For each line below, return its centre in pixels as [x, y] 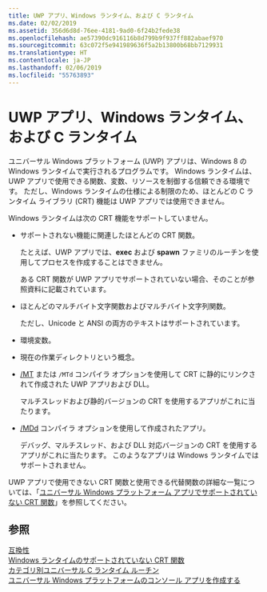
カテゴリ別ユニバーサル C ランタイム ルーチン [84, 570]
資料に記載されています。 [68, 289]
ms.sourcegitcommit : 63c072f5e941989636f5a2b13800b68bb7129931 [116, 46]
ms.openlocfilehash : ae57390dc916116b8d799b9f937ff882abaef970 [116, 38]
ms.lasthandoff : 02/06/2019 [55, 68]
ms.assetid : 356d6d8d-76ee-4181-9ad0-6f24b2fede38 [94, 30]
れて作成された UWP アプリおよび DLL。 [87, 384]
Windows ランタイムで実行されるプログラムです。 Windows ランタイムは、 [132, 171]
